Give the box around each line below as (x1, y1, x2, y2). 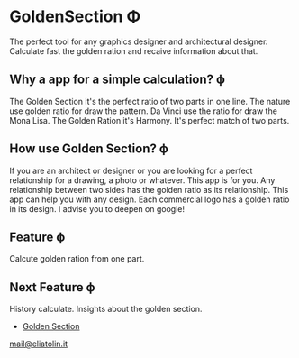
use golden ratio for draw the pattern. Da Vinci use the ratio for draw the (9, 106, 277, 116)
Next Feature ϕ (9, 280, 95, 295)
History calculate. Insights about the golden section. (9, 304, 203, 315)
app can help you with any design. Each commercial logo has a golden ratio (9, 194, 290, 205)
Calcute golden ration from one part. (9, 253, 145, 264)
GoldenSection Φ (9, 6, 141, 27)
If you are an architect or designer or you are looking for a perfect (9, 165, 253, 176)
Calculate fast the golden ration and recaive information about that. (9, 45, 258, 56)
